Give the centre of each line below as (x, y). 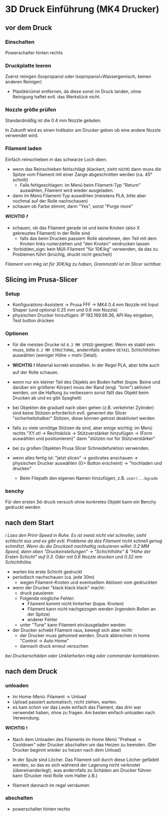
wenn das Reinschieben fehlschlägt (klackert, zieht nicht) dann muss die (87, 169)
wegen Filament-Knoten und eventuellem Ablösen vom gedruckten (88, 582)
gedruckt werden (23, 507)
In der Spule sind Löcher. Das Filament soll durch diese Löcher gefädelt (86, 760)
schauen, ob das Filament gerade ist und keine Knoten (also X (76, 228)
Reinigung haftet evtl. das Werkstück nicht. (56, 97)
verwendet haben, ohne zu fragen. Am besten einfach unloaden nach (84, 712)
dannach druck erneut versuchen (54, 646)
